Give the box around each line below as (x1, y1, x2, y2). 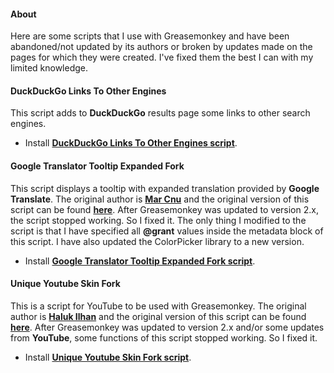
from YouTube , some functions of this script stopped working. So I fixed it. (10, 331, 318, 344)
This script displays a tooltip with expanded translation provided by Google (10, 182, 320, 194)
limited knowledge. (10, 62, 89, 74)
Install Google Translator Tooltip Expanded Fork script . (24, 255, 256, 267)
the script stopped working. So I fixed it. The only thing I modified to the (10, 214, 307, 226)
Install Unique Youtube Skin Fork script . (24, 351, 192, 363)
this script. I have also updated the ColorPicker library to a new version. (10, 235, 305, 247)
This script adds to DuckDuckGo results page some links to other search (10, 107, 311, 119)
